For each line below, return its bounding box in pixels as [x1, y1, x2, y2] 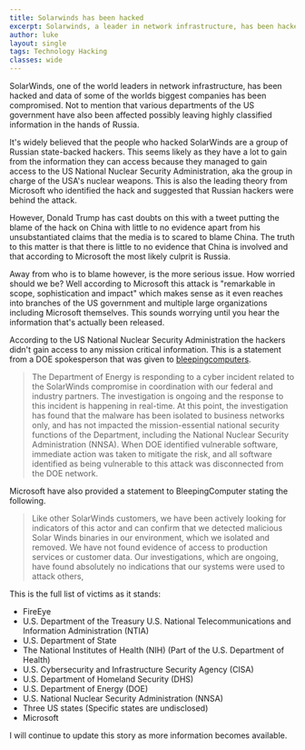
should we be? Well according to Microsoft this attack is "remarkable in [9, 278, 276, 289]
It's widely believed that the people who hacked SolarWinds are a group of [9, 137, 289, 147]
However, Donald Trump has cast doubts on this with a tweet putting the [9, 213, 280, 223]
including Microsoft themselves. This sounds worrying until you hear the [9, 307, 280, 318]
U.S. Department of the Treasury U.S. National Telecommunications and [22, 615, 292, 626]
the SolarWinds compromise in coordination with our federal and [31, 381, 274, 392]
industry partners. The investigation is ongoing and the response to [31, 391, 284, 401]
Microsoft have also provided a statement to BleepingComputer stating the [9, 485, 289, 496]
